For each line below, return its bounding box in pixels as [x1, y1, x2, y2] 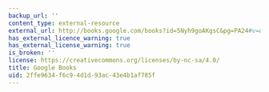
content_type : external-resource [8, 19, 120, 27]
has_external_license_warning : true [8, 42, 130, 50]
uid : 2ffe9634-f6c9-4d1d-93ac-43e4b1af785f [8, 71, 156, 79]
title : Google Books [8, 64, 78, 72]
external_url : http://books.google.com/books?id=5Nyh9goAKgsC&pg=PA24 [8, 26, 249, 34]
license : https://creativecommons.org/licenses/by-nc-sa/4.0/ [8, 57, 220, 65]
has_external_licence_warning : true [8, 34, 130, 42]
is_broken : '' [8, 49, 56, 57]
